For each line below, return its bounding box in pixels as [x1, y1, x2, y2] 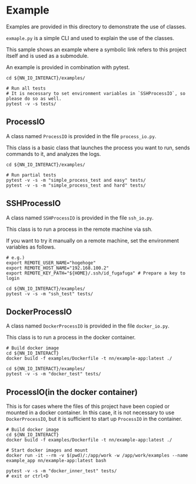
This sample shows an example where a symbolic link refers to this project [6, 45, 187, 53]
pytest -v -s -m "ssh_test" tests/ [6, 290, 94, 297]
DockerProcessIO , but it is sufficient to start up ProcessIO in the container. [6, 416, 182, 423]
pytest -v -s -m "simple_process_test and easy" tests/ [6, 177, 146, 183]
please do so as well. [6, 96, 62, 102]
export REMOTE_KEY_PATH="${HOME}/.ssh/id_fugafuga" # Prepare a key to [6, 270, 185, 276]
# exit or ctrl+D [6, 473, 49, 479]
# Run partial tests [6, 172, 57, 178]
